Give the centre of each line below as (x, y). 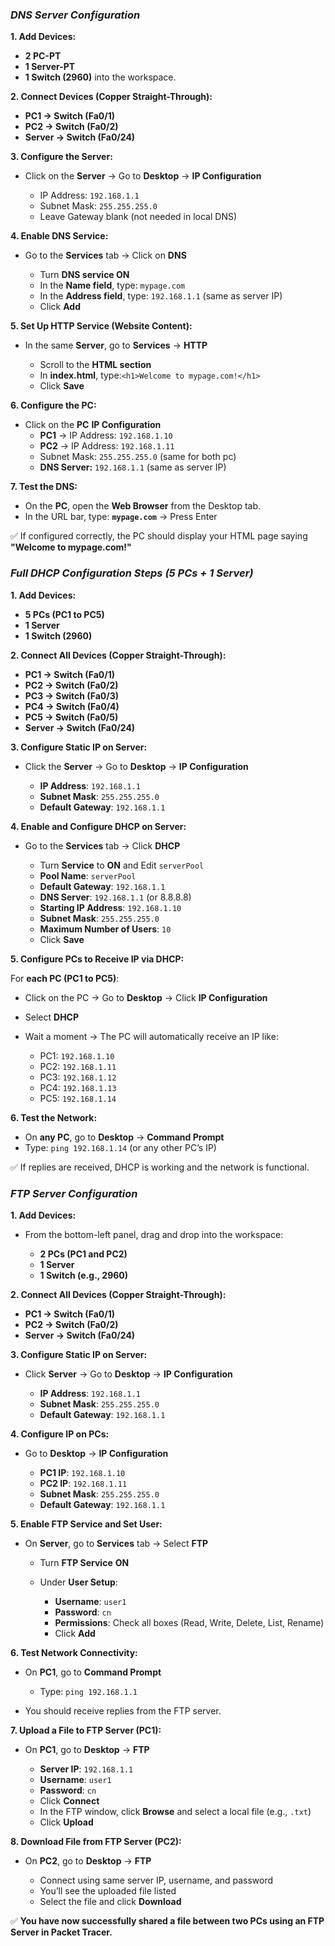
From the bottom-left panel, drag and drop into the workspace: (154, 1234)
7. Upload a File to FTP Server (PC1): (86, 1730)
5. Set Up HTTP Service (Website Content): (101, 326)
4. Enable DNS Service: (59, 236)
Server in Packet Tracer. (61, 1932)
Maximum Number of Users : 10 (105, 929)
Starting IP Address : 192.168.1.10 (110, 907)
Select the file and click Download (110, 1901)
